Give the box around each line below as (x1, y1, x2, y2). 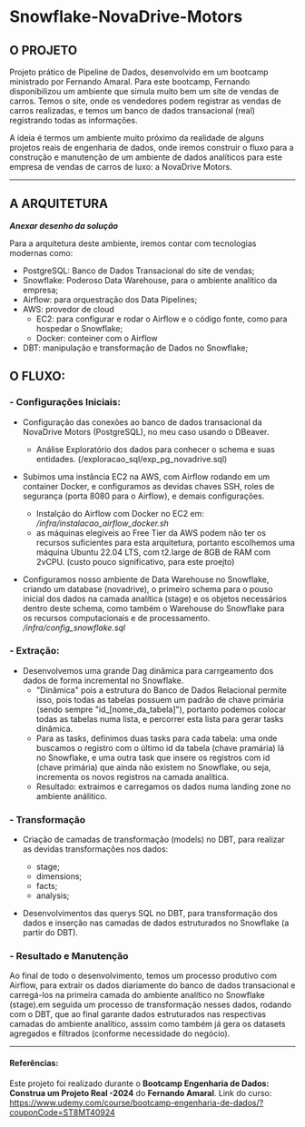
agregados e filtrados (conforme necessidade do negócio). (9, 1028, 231, 1039)
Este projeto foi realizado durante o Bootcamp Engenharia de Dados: (9, 1078, 270, 1089)
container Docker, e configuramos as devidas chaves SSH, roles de (22, 480, 275, 491)
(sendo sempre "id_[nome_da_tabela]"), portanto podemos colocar (35, 704, 287, 715)
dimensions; (35, 871, 83, 882)
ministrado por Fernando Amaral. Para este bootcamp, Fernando (9, 76, 251, 87)
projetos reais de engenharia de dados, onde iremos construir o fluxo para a (9, 143, 294, 153)
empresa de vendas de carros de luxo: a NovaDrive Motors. (9, 162, 233, 172)
